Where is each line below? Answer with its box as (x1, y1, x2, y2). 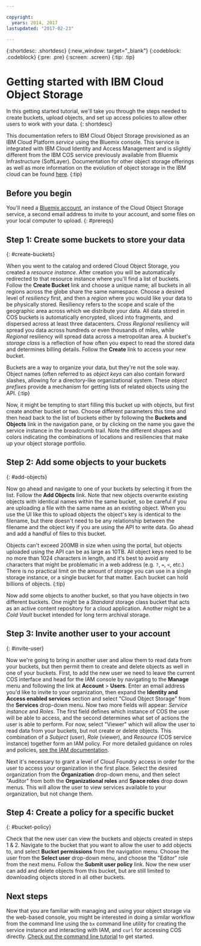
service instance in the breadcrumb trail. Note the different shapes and (6, 426, 182, 434)
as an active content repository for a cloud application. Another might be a (6, 605, 191, 612)
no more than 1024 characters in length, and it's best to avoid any (6, 554, 169, 562)
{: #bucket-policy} (6, 823, 52, 831)
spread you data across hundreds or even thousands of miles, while (6, 326, 175, 333)
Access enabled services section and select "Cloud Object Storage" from (6, 695, 191, 702)
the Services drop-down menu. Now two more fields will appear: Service (6, 701, 188, 709)
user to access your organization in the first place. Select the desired (6, 764, 178, 771)
